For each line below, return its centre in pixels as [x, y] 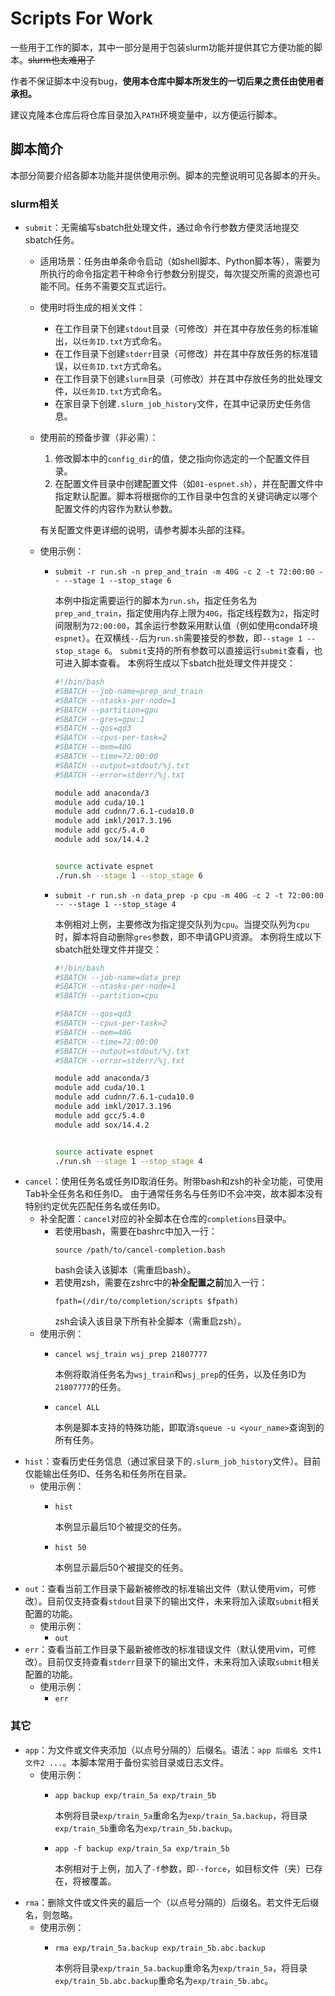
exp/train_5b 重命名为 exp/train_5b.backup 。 [146, 1828]
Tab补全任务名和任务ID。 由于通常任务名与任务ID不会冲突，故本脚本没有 [173, 1194]
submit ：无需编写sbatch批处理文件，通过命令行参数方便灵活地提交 [162, 228]
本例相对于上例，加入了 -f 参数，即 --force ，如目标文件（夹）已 [184, 1868]
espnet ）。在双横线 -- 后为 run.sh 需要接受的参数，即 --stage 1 [178, 638]
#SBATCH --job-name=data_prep [117, 977]
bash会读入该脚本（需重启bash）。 [125, 1270]
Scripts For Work [81, 18]
